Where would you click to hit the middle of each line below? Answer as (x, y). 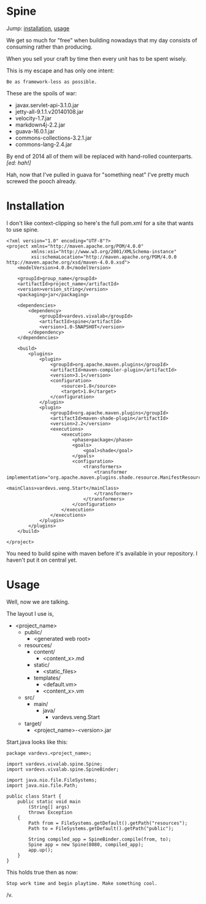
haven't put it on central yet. (42, 560)
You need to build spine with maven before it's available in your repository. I (102, 553)
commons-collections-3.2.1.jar (53, 138)
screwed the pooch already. (42, 181)
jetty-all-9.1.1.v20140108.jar (49, 111)
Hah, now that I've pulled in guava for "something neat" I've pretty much (98, 175)
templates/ (47, 678)
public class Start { (34, 796)
